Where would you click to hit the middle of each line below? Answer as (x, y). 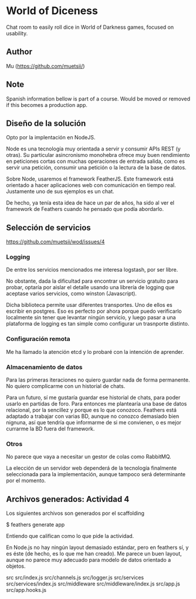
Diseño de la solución (46, 123)
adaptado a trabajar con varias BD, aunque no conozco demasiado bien (93, 416)
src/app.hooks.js (26, 590)
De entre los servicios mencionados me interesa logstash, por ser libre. (92, 270)
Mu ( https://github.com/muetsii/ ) (45, 66)
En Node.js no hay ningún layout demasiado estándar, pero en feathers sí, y (97, 547)
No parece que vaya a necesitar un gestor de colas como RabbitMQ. (89, 457)
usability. (17, 33)
